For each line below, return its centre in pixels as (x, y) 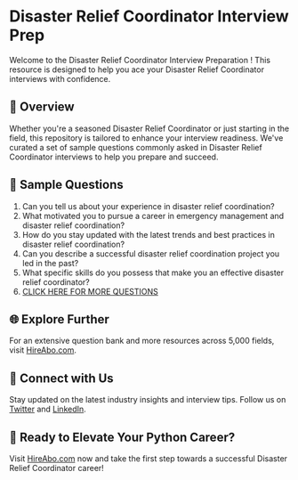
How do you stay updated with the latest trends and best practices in (149, 234)
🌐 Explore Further (59, 319)
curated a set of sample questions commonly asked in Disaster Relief (136, 147)
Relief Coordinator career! (56, 468)
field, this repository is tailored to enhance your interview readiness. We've (146, 138)
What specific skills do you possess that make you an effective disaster (153, 273)
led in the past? (50, 263)
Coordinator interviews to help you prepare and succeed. (114, 157)
